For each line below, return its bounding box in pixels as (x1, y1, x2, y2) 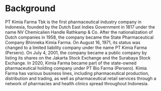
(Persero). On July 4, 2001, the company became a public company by (5, 49, 147, 56)
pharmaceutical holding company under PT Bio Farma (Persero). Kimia (5, 65, 147, 71)
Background (5, 3, 56, 14)
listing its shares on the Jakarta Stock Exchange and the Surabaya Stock (5, 55, 151, 61)
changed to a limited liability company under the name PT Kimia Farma (5, 45, 147, 50)
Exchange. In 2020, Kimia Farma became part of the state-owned (5, 60, 137, 66)
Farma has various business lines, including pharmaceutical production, (5, 70, 150, 76)
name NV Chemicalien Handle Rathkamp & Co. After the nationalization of (5, 29, 153, 35)
